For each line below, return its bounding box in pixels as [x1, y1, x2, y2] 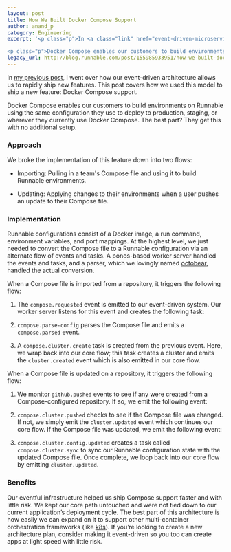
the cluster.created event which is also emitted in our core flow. [16, 356, 201, 364]
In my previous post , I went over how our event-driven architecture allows [7, 73, 216, 81]
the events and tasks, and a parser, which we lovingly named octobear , [7, 259, 208, 267]
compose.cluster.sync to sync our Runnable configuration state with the [16, 446, 221, 454]
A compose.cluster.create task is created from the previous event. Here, [16, 342, 223, 350]
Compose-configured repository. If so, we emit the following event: [16, 397, 208, 406]
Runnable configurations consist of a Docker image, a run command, [7, 230, 202, 238]
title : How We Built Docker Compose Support [7, 16, 137, 23]
